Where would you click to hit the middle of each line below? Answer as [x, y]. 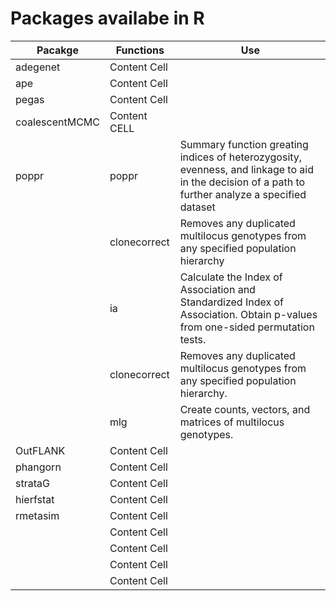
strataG [32, 483]
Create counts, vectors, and [245, 409]
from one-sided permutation [247, 327]
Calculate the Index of [231, 277]
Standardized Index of [231, 302]
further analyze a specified [243, 194]
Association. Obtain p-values [248, 314]
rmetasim [37, 515]
